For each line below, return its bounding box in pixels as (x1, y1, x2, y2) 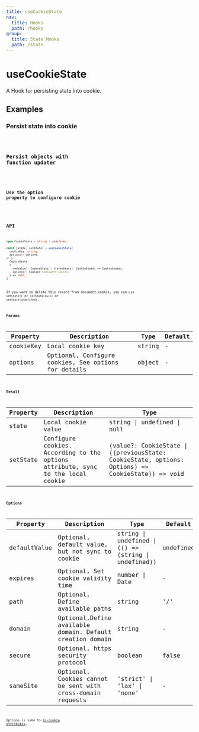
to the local (43, 470, 87, 478)
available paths (57, 605, 112, 613)
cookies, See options (47, 359, 119, 367)
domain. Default (57, 628, 112, 636)
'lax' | (117, 682, 143, 690)
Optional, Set (57, 567, 105, 575)
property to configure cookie (6, 195, 81, 201)
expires (9, 575, 34, 582)
